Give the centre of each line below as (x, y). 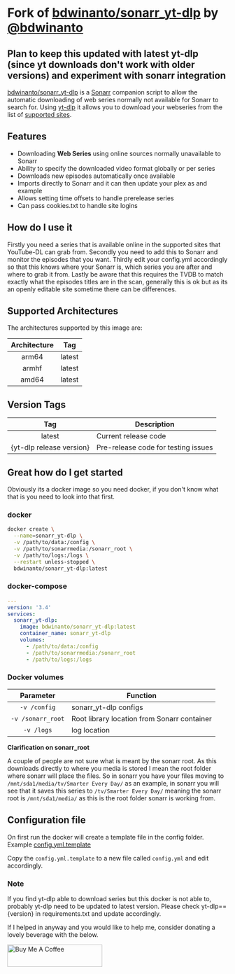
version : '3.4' (29, 607)
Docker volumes (36, 677)
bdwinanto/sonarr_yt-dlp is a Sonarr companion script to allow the (102, 92)
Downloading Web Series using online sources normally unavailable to (119, 153)
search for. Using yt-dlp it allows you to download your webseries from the (115, 107)
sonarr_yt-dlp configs (107, 707)
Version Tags (37, 404)
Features (27, 137)
